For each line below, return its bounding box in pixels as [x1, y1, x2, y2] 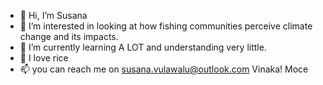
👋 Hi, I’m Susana [19, 10, 88, 21]
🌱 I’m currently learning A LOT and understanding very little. [19, 41, 267, 53]
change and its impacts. [19, 31, 119, 42]
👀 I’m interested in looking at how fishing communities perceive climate [19, 20, 313, 32]
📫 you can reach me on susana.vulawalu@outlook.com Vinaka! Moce [19, 63, 309, 75]
